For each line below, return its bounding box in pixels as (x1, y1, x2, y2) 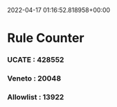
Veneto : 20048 (7, 74, 62, 83)
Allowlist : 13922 (7, 92, 64, 101)
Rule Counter (7, 31, 84, 46)
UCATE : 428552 (7, 55, 64, 65)
